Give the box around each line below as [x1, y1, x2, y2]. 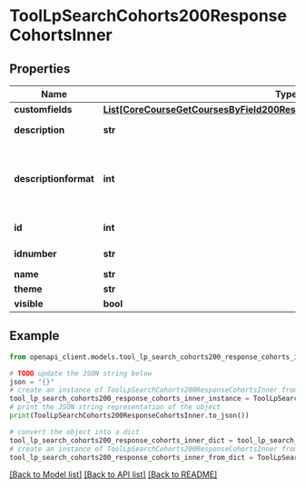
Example [9, 328, 60, 344]
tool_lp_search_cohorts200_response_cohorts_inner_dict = [9, 435, 233, 445]
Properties [9, 61, 71, 76]
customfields [14, 104, 73, 115]
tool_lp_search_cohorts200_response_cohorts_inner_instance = [9, 394, 250, 403]
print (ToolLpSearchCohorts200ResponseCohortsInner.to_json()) [9, 411, 250, 421]
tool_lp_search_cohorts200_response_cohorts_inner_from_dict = [9, 453, 254, 462]
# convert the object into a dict [9, 427, 141, 436]
